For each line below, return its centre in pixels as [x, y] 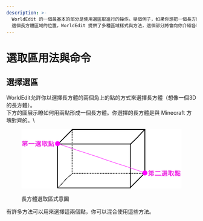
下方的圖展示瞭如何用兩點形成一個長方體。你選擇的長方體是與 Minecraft [96, 113]
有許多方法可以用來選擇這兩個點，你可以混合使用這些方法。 [80, 211]
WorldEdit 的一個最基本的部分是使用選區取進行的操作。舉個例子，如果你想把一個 [99, 19]
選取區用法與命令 [49, 58]
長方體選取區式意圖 [45, 199]
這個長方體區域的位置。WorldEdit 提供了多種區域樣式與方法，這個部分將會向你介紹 [102, 25]
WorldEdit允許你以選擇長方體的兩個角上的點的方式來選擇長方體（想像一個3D [101, 98]
